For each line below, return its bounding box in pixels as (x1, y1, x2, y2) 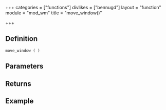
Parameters (5, 62, 44, 71)
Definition (5, 34, 38, 43)
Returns (5, 79, 32, 88)
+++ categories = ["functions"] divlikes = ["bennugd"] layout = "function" (5, 5, 161, 10)
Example (5, 97, 34, 105)
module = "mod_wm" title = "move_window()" (5, 10, 102, 16)
